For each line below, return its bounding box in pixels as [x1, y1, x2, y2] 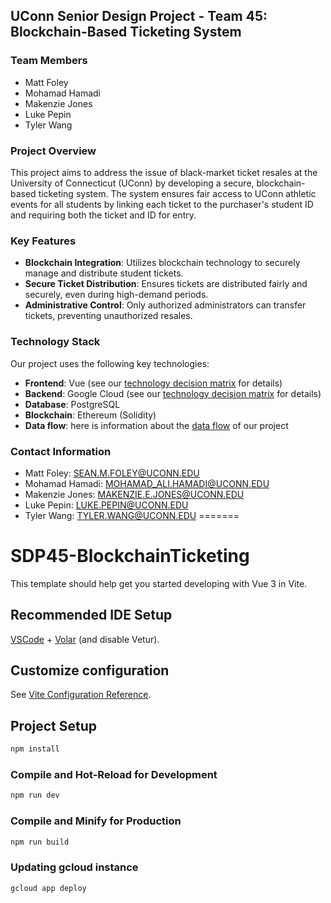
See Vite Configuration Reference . [10, 689, 152, 701]
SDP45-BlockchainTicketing [10, 545, 250, 568]
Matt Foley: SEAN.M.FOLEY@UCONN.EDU [24, 467, 200, 479]
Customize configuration [10, 662, 170, 679]
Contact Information [10, 444, 112, 458]
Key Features [10, 234, 77, 248]
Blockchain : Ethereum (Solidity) [24, 409, 157, 421]
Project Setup [10, 717, 98, 734]
